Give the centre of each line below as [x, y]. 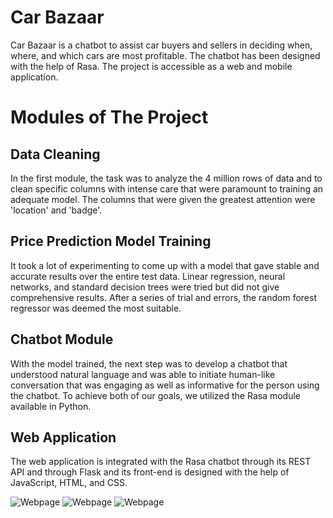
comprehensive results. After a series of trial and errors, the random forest [163, 297]
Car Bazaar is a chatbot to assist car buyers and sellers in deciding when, [161, 45]
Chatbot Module [62, 339]
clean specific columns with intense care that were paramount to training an [167, 188]
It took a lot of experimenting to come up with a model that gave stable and [165, 265]
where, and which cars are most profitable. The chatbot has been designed [165, 55]
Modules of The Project [109, 117]
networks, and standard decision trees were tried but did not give [145, 287]
